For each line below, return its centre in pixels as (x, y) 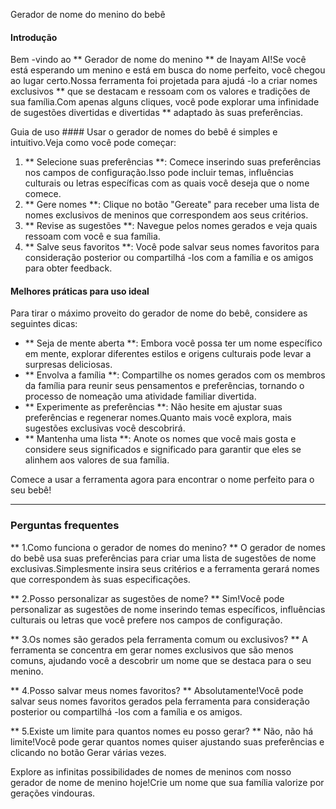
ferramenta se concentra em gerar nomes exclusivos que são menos (152, 650)
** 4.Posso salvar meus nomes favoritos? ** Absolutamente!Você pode (157, 690)
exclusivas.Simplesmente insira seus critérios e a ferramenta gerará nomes (165, 568)
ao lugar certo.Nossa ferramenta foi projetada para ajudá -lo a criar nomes (164, 81)
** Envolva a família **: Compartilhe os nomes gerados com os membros (175, 375)
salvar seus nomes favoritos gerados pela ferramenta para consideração (160, 701)
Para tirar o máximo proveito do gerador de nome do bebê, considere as (159, 313)
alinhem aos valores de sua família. (97, 460)
